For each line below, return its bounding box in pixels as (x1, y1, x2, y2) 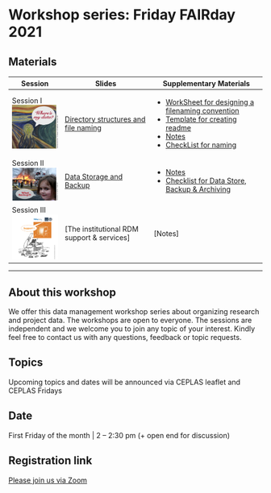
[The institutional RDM (64, 224, 139, 234)
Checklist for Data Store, (165, 176, 248, 186)
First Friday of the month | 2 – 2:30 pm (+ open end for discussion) (8, 430, 231, 440)
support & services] (64, 233, 131, 242)
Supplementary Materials (162, 78, 250, 88)
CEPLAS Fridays (8, 385, 63, 396)
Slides (95, 78, 117, 88)
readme (165, 122, 192, 132)
